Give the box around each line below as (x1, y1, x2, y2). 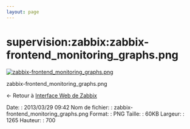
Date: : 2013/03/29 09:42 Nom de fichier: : (6, 103, 113, 111)
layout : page (6, 9, 39, 15)
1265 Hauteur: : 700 (6, 116, 56, 124)
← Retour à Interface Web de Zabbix (6, 92, 97, 99)
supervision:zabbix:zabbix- (6, 35, 149, 49)
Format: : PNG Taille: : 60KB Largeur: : (89, 110, 185, 117)
